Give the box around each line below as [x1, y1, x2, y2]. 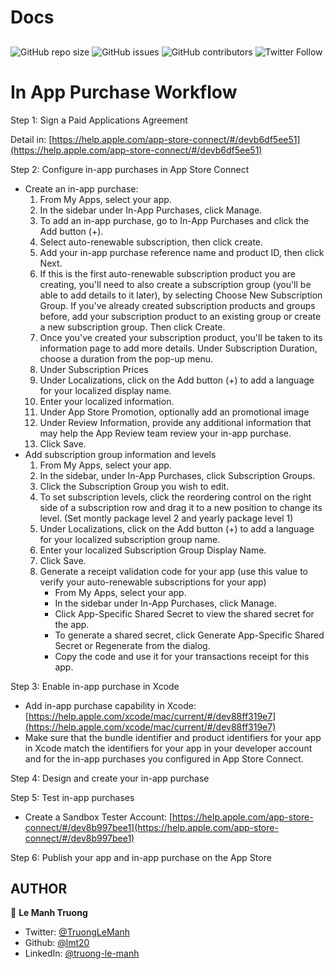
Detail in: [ [10, 133, 53, 145]
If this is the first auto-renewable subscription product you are [39, 267, 296, 280]
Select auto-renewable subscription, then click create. [39, 236, 264, 248]
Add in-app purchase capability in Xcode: [24, 699, 197, 711]
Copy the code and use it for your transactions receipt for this [54, 650, 310, 662]
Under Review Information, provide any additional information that [39, 416, 312, 428]
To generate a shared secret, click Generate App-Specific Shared [54, 629, 325, 641]
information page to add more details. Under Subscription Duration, [39, 342, 318, 354]
